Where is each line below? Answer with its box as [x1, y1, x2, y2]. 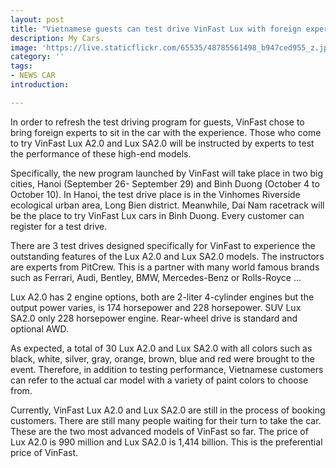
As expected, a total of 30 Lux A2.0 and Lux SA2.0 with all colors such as [10, 342, 313, 354]
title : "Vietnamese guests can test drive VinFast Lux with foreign [10, 24, 302, 34]
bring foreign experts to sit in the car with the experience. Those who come [10, 126, 322, 138]
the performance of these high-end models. [10, 147, 192, 160]
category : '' [10, 52, 65, 62]
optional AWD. [10, 322, 69, 335]
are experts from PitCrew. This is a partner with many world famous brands [10, 261, 320, 273]
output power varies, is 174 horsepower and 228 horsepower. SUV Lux [10, 301, 302, 313]
